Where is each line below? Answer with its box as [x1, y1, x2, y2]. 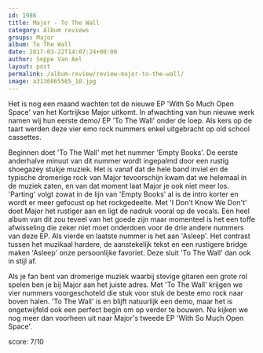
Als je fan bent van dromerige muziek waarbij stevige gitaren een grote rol [8, 271, 248, 281]
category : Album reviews [8, 26, 89, 34]
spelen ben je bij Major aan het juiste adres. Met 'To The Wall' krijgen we [8, 280, 243, 289]
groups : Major [8, 33, 55, 42]
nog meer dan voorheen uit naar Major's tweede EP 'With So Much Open [8, 313, 244, 322]
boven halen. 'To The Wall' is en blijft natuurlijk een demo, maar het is [8, 296, 233, 306]
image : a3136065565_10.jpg [8, 77, 97, 85]
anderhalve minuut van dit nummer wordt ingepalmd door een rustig [8, 156, 229, 165]
